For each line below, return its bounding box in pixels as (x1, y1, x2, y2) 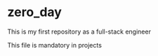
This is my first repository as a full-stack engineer (7, 27, 151, 36)
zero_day (7, 4, 62, 20)
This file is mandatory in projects (7, 41, 102, 49)
